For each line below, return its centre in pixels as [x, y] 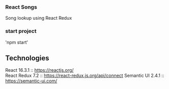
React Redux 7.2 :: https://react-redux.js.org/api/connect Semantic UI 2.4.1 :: [85, 76]
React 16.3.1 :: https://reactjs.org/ [40, 70]
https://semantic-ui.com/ [31, 81]
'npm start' [17, 42]
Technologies [27, 58]
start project [21, 31]
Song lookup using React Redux [39, 18]
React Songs [21, 7]
